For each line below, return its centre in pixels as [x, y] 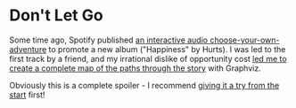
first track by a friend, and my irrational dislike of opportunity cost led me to [148, 58]
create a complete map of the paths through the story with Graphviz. [135, 68]
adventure [28, 49]
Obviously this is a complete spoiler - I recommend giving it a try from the [144, 85]
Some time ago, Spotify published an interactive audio [108, 40]
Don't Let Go [57, 15]
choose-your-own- [244, 40]
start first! [27, 95]
